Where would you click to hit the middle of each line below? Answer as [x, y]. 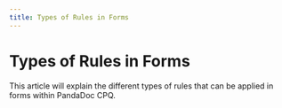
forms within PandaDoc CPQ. [62, 95]
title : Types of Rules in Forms [69, 17]
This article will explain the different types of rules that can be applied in [141, 86]
